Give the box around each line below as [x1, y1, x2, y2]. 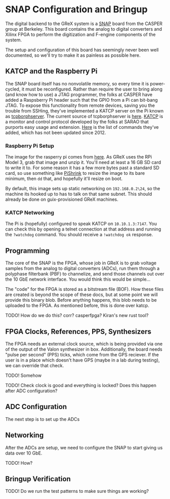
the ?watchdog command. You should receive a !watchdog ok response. [5, 232, 153, 238]
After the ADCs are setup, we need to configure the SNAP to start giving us [5, 444, 163, 450]
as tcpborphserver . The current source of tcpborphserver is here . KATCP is [5, 113, 163, 119]
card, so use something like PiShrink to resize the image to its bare [5, 170, 145, 176]
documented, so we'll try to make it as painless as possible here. [5, 52, 141, 58]
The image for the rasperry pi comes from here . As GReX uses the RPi [5, 154, 152, 160]
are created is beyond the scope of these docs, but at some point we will [5, 291, 158, 298]
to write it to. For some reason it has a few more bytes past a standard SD [5, 165, 159, 171]
